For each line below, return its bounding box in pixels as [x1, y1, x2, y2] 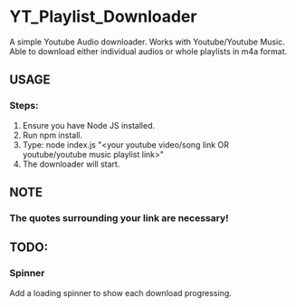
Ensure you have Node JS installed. [22, 120, 156, 130]
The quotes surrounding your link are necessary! [9, 211, 229, 224]
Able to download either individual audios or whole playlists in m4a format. [9, 45, 288, 56]
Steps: [9, 100, 39, 112]
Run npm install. [22, 130, 83, 140]
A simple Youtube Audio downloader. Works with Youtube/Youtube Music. [9, 36, 285, 47]
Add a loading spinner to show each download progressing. [9, 287, 233, 298]
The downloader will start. [22, 158, 120, 169]
